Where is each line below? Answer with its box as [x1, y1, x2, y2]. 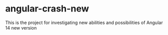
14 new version [5, 24, 37, 30]
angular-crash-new [5, 3, 89, 14]
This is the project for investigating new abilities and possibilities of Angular [5, 19, 163, 25]
